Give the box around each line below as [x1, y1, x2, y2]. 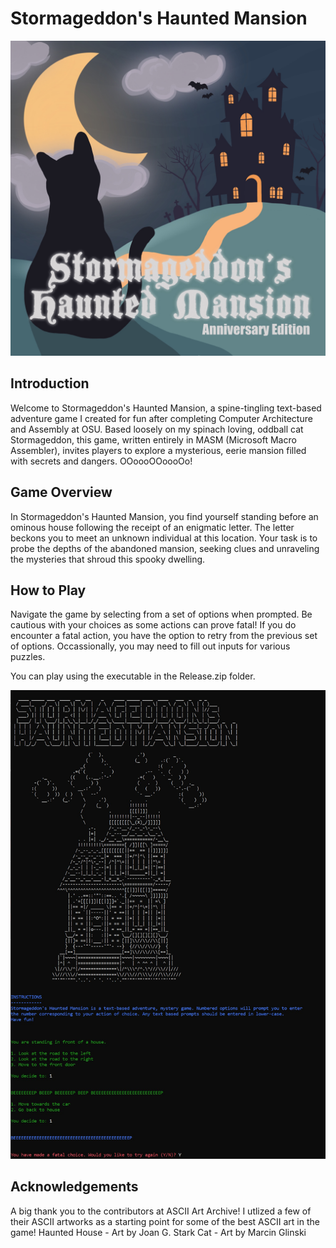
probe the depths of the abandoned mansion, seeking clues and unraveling [10, 542, 320, 554]
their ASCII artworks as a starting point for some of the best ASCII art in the [10, 1215, 320, 1227]
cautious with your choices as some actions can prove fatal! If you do [10, 619, 297, 631]
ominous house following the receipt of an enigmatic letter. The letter [10, 521, 295, 533]
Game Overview [10, 484, 113, 501]
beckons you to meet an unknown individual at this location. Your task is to [10, 532, 318, 544]
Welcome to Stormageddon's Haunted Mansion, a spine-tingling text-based [10, 402, 322, 414]
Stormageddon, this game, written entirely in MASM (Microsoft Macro [10, 433, 297, 446]
